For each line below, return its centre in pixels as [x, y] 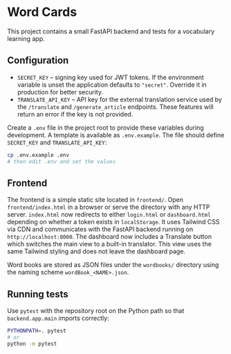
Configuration [38, 61]
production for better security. [60, 92]
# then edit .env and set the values [62, 161]
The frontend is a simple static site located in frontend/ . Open [95, 200]
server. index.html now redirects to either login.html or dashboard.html [109, 214]
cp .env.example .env [38, 155]
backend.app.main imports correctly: [58, 318]
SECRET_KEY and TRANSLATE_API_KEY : [57, 142]
